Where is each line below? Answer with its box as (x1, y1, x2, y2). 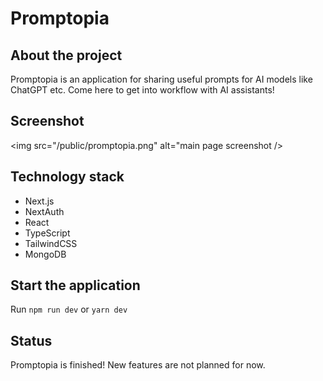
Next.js (24, 195, 55, 207)
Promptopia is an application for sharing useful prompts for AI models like (10, 73, 313, 85)
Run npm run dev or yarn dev (10, 303, 128, 316)
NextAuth (24, 205, 65, 217)
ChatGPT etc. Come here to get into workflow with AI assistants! (10, 84, 275, 96)
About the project (10, 47, 123, 64)
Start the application (10, 277, 141, 294)
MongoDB (24, 248, 67, 260)
